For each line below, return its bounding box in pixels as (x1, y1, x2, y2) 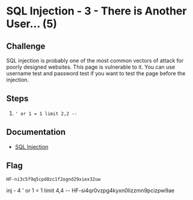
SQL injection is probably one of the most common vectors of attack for (6, 57, 184, 64)
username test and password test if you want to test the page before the (6, 70, 186, 77)
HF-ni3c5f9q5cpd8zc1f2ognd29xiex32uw (6, 177, 101, 183)
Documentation (6, 127, 66, 137)
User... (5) (6, 17, 57, 31)
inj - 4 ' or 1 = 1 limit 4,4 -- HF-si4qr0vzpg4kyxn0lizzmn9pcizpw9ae (6, 187, 175, 194)
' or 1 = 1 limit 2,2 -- (14, 110, 78, 117)
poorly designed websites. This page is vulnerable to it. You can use (6, 63, 176, 70)
